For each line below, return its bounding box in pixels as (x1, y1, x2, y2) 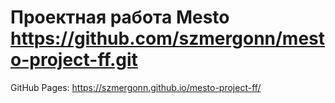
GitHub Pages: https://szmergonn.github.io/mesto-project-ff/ (10, 81, 262, 93)
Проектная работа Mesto (10, 6, 230, 29)
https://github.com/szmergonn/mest (10, 27, 326, 50)
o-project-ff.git (10, 49, 138, 71)
